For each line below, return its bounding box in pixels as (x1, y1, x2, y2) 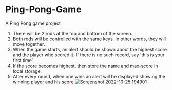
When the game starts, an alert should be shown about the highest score (12, 46, 167, 52)
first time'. (12, 57, 34, 63)
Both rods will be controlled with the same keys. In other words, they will (12, 36, 166, 42)
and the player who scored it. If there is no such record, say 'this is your (12, 52, 165, 58)
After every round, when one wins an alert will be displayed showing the (12, 73, 166, 79)
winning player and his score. (12, 79, 75, 85)
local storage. (12, 68, 42, 74)
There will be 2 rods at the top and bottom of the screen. (12, 30, 132, 36)
